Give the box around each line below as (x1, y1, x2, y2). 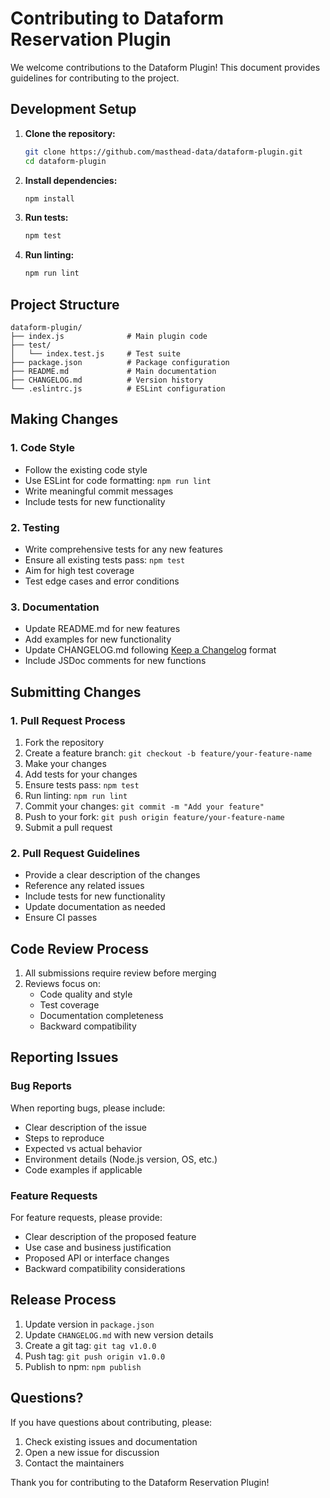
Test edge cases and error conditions (24, 575, 180, 587)
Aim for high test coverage (24, 564, 135, 576)
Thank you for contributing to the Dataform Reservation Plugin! (10, 1476, 270, 1488)
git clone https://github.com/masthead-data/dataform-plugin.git (24, 147, 303, 157)
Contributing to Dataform (10, 7, 225, 30)
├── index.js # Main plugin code (10, 331, 208, 341)
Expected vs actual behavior (24, 1142, 143, 1154)
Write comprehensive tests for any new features (24, 543, 223, 555)
